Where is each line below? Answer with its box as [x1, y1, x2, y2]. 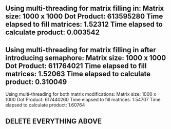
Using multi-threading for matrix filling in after [5, 46, 157, 54]
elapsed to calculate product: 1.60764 [5, 102, 85, 108]
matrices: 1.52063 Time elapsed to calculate [5, 69, 151, 78]
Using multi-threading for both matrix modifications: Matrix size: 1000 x [5, 91, 157, 97]
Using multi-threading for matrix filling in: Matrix [5, 4, 164, 13]
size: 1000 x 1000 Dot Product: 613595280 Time [5, 12, 163, 21]
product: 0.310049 [5, 77, 67, 86]
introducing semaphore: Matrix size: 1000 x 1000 [5, 53, 166, 62]
